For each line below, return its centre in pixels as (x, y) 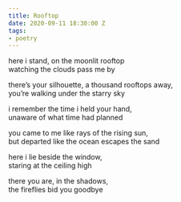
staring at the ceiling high (50, 166)
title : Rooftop (34, 16)
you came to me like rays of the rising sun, (78, 133)
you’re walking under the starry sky (67, 94)
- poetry (23, 38)
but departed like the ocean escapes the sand (84, 142)
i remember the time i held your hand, (70, 109)
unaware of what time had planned (66, 118)
